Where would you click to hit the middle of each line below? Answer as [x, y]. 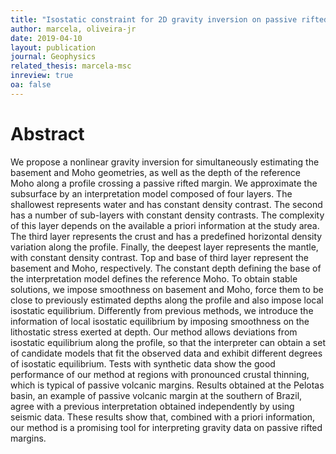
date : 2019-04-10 [46, 38]
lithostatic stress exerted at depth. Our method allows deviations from [154, 332]
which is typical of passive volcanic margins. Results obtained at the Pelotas [167, 385]
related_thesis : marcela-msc [71, 66]
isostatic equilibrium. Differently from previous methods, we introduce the [162, 310]
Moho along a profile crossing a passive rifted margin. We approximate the [164, 183]
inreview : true [42, 76]
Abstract [47, 133]
